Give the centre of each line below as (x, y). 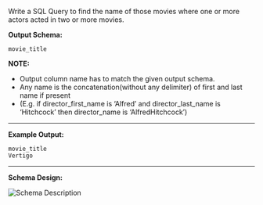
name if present (45, 95)
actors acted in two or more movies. (66, 20)
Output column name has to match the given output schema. (117, 79)
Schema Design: (36, 178)
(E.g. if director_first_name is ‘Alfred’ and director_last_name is (120, 104)
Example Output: (36, 135)
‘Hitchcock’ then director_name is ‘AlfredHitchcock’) (103, 112)
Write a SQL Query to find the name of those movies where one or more (124, 11)
